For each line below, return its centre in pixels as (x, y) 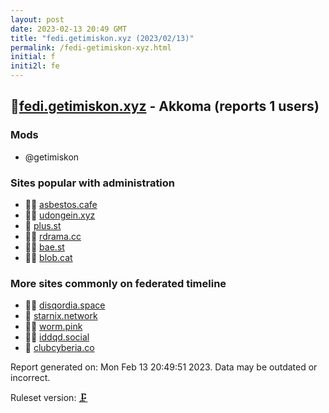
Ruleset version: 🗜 (49, 398)
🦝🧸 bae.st (44, 247)
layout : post (37, 19)
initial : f (33, 57)
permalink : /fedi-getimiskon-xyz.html (91, 47)
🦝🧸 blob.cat (48, 257)
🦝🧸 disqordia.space (65, 305)
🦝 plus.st (43, 225)
